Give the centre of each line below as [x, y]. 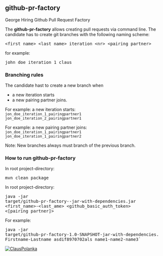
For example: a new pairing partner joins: [46, 128]
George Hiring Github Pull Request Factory [48, 20]
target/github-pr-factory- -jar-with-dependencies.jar [71, 201]
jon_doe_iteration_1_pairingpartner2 [43, 137]
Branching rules [24, 75]
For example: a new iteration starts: [40, 110]
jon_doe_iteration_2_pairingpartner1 [43, 118]
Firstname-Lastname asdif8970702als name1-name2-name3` [73, 239]
